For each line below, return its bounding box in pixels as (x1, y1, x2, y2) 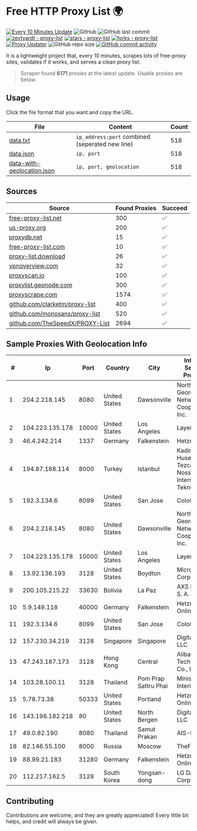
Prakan (137, 733, 157, 741)
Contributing (6, 796, 54, 806)
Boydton (137, 569, 161, 577)
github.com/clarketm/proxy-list (9, 300, 96, 308)
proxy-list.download (9, 252, 66, 260)
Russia (103, 742, 122, 750)
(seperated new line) (76, 139, 134, 148)
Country (106, 364, 130, 372)
